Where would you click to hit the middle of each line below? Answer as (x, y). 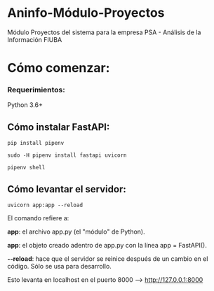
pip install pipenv (36, 143)
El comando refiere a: (38, 218)
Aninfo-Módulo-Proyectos (86, 13)
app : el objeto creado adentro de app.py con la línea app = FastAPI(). (107, 246)
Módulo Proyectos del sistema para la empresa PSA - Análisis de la (104, 32)
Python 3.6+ (25, 105)
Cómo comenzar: (59, 68)
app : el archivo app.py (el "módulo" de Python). (76, 232)
